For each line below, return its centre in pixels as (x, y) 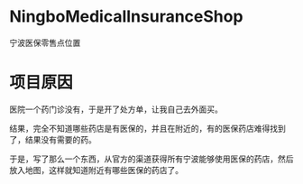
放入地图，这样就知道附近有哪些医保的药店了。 (96, 170)
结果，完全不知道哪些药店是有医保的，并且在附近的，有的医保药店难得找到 (147, 128)
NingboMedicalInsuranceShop (126, 17)
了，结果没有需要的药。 (53, 139)
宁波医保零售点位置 (45, 42)
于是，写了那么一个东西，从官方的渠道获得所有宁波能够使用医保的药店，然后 (151, 159)
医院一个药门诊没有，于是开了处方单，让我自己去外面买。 (116, 109)
